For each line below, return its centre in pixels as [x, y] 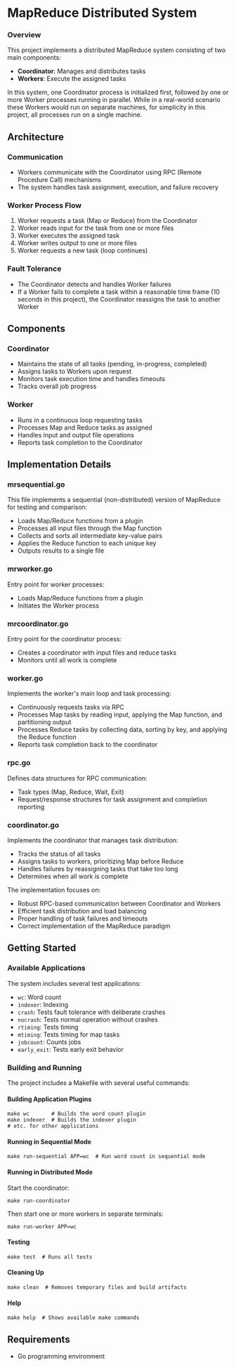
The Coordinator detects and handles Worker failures [94, 284]
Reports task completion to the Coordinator [80, 442]
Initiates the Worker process [58, 605]
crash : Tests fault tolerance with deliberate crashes [91, 1012]
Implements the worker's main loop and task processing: [89, 693]
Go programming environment [61, 1356]
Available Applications [46, 968]
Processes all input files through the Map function [90, 528]
